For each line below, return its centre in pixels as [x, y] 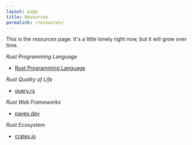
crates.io [25, 136]
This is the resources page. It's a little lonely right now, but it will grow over [96, 39]
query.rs [25, 91]
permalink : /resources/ [35, 22]
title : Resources [27, 17]
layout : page [22, 11]
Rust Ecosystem [26, 125]
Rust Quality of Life [29, 79]
